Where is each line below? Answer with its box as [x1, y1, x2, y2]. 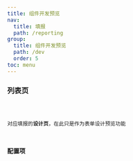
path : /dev [13, 49, 45, 56]
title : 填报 [13, 23, 46, 30]
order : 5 [13, 55, 39, 62]
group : [7, 36, 26, 43]
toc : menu [7, 61, 36, 68]
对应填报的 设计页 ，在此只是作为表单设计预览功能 [7, 120, 126, 127]
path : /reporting [13, 29, 64, 37]
